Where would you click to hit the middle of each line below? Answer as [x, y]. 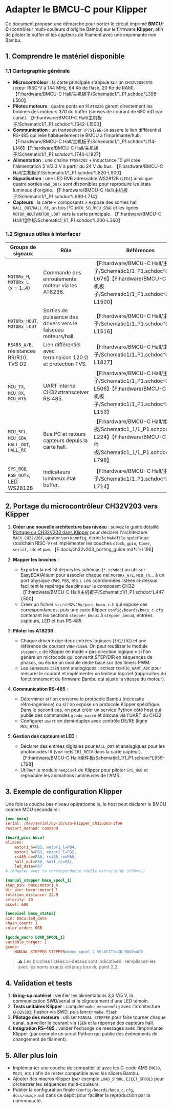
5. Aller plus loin [31, 1055]
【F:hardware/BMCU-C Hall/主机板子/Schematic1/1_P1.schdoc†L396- [85, 94]
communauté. [27, 1101]
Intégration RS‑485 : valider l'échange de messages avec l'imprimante [88, 1028]
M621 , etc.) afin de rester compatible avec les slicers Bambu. [76, 1074]
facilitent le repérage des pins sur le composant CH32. [78, 586]
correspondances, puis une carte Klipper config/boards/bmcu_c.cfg [92, 610]
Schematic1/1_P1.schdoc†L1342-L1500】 [61, 124]
